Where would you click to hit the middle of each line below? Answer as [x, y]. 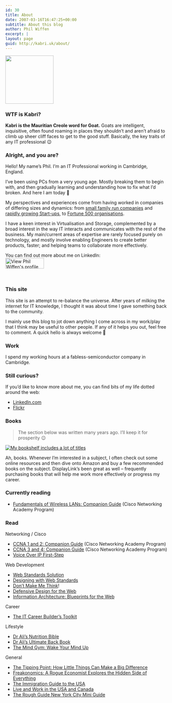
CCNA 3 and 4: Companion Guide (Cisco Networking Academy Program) [90, 549]
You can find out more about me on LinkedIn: [53, 256]
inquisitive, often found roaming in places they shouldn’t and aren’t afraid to [85, 131]
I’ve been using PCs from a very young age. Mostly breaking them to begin [84, 182]
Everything [24, 678]
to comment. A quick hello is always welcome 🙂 [56, 332]
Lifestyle [14, 627]
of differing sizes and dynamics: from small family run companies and [79, 208]
